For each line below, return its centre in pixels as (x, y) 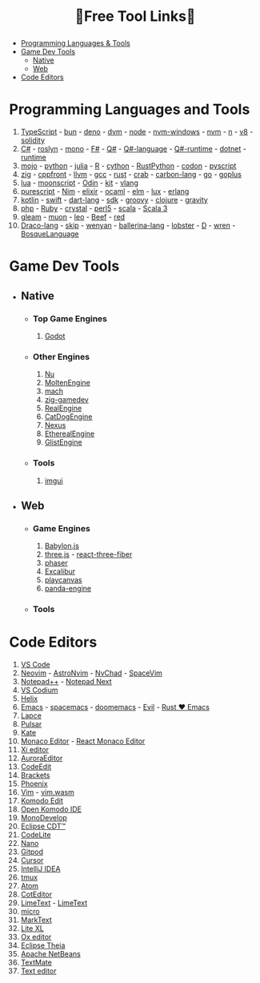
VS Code (35, 665)
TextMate (36, 963)
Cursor (32, 860)
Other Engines (61, 357)
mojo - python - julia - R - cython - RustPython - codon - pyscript (128, 166)
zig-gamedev (66, 400)
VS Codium (39, 690)
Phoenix (34, 784)
